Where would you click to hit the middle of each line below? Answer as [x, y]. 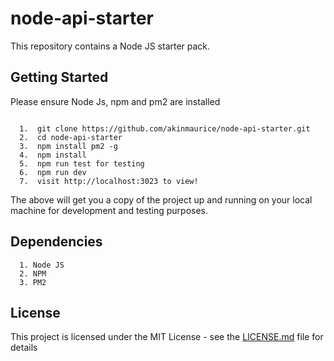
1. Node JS [42, 265]
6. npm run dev [53, 172]
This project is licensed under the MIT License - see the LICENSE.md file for [167, 337]
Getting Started [59, 77]
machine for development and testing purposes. [109, 210]
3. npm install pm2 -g [68, 146]
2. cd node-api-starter [71, 137]
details [24, 348]
